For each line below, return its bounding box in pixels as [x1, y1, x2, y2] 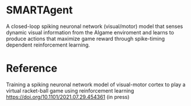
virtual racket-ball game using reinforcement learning [6, 87, 134, 94]
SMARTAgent [6, 3, 73, 17]
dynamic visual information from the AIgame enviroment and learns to [6, 29, 174, 36]
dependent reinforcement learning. [6, 41, 91, 48]
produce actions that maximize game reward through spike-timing [6, 35, 165, 42]
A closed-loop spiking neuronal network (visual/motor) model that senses [6, 23, 183, 30]
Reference [6, 62, 57, 75]
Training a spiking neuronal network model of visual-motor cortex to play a [6, 81, 186, 88]
